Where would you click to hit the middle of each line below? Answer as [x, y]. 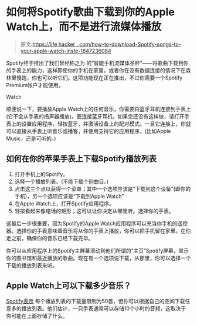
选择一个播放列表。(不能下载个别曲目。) [62, 181]
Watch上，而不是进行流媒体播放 [84, 27]
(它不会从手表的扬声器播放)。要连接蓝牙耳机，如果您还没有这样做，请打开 [95, 116]
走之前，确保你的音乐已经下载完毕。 [50, 238]
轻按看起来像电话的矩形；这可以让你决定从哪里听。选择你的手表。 [94, 211]
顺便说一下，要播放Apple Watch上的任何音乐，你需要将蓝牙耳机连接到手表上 [98, 109]
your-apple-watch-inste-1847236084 [66, 51]
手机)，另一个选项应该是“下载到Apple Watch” [69, 196]
